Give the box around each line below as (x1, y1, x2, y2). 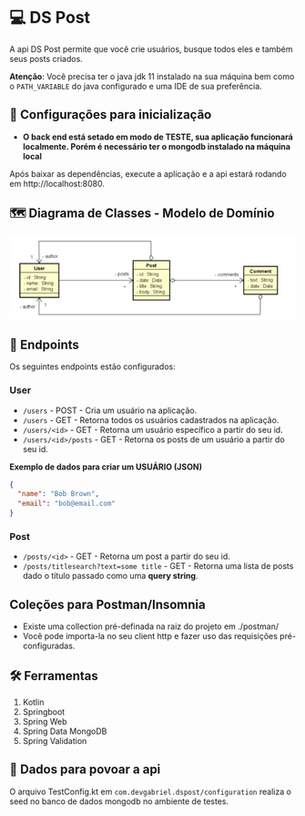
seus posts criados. (9, 53, 84, 64)
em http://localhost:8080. (9, 178, 106, 189)
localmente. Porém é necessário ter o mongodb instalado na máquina (22, 140, 291, 151)
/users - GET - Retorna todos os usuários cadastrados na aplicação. (22, 414, 280, 425)
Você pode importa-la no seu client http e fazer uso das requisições (22, 631, 278, 642)
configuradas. (22, 640, 76, 652)
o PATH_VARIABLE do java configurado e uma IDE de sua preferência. (9, 80, 262, 91)
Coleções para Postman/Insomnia (9, 596, 207, 612)
